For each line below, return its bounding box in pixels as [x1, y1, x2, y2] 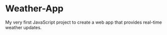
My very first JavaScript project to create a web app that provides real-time [5, 19, 162, 25]
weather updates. [5, 24, 42, 30]
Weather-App [5, 3, 64, 14]
